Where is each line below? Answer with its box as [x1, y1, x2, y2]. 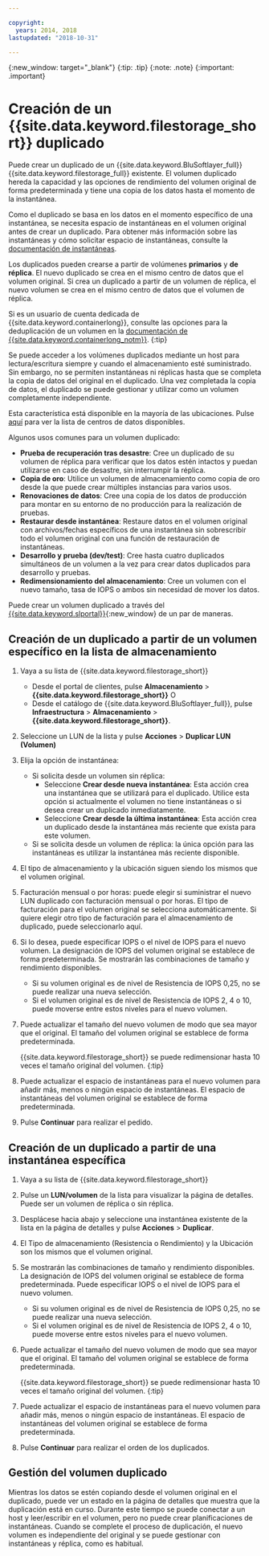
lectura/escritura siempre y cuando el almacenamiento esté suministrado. [8, 359, 252, 369]
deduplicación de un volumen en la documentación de [8, 326, 189, 336]
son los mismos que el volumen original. [19, 1247, 153, 1256]
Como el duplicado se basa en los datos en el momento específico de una [8, 210, 253, 219]
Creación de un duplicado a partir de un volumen [8, 632, 258, 646]
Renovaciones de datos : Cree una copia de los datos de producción [19, 491, 247, 500]
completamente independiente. [8, 393, 112, 402]
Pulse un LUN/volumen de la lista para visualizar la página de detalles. [19, 1190, 255, 1199]
